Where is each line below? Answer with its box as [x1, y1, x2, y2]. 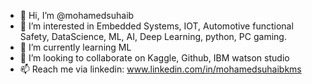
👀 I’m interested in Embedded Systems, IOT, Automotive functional [19, 20, 294, 32]
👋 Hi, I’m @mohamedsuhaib [19, 10, 135, 21]
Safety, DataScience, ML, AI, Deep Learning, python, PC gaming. [19, 31, 287, 42]
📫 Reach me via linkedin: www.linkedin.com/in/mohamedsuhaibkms [19, 63, 302, 75]
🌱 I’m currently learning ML [19, 41, 132, 53]
